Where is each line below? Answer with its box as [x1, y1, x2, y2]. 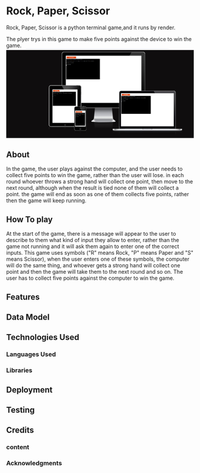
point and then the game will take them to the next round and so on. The [6, 268, 183, 276]
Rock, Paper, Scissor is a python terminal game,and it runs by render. [6, 24, 176, 31]
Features [6, 292, 40, 302]
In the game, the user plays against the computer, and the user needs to [6, 165, 183, 172]
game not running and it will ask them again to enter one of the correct [6, 243, 180, 250]
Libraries [6, 366, 33, 375]
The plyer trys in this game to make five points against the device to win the [6, 35, 192, 42]
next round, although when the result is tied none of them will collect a [6, 184, 179, 191]
